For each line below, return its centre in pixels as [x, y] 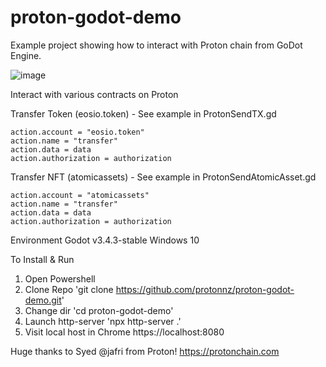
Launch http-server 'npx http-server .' [103, 321]
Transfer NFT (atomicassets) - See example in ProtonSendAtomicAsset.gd [163, 177]
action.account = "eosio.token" [77, 132]
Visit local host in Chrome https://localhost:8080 [124, 332]
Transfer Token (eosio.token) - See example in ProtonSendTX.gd [143, 113]
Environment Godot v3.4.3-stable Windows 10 [105, 240]
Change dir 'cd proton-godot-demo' [99, 310]
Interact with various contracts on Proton [94, 94]
